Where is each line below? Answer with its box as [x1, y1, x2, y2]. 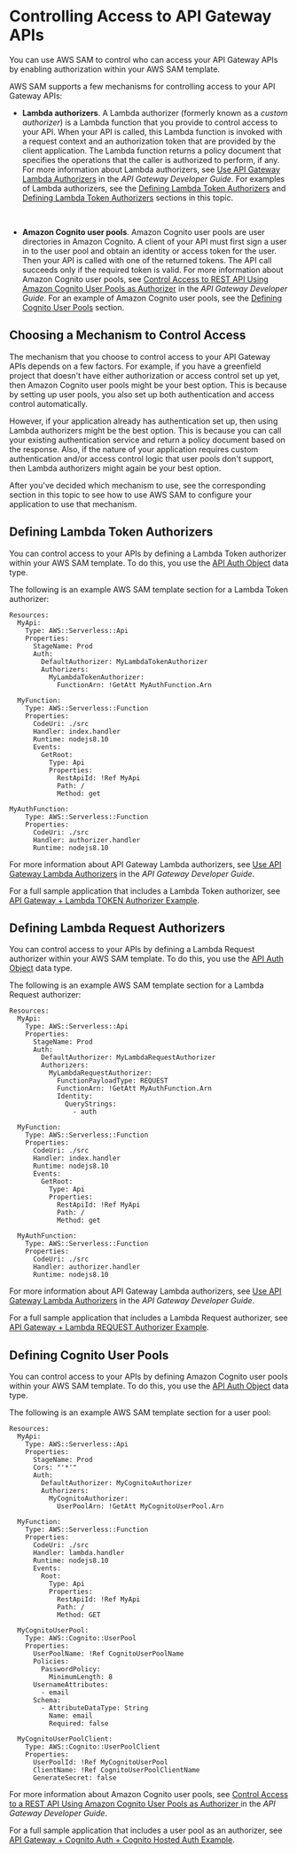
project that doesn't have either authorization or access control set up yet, [9, 370, 281, 380]
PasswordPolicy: [41, 1665, 101, 1674]
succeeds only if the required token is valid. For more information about [21, 264, 284, 275]
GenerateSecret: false [32, 1773, 117, 1783]
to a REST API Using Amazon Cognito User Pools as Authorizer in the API [9, 1798, 277, 1810]
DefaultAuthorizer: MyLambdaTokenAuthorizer [41, 657, 208, 666]
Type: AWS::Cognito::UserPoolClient [25, 1742, 161, 1752]
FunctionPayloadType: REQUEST [56, 1076, 168, 1085]
